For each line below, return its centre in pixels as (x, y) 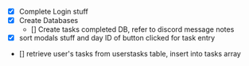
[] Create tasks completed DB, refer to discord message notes (132, 29)
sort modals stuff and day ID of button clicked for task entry (117, 38)
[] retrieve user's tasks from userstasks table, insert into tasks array (130, 54)
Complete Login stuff (53, 12)
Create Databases (49, 21)
